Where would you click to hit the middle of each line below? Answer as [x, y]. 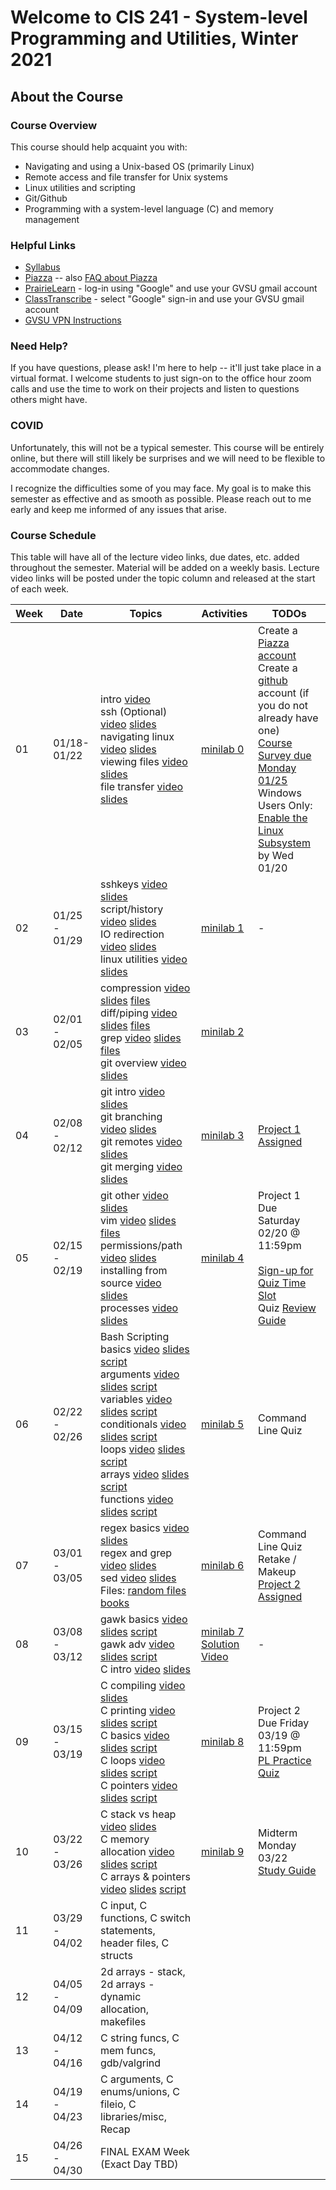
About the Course [67, 96]
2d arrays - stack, [143, 1972]
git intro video [133, 1092]
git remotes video [141, 1142]
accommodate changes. [60, 468]
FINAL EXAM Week [145, 2152]
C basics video [135, 1736]
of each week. [40, 589]
